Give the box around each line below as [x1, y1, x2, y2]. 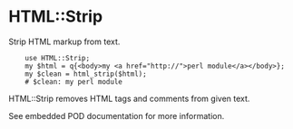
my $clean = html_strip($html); [24, 69, 147, 78]
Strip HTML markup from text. [8, 36, 121, 47]
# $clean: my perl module [24, 77, 123, 87]
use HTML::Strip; [24, 53, 91, 62]
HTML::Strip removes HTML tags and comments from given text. [8, 93, 250, 104]
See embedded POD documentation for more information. [8, 110, 225, 121]
